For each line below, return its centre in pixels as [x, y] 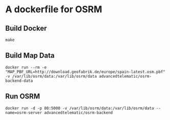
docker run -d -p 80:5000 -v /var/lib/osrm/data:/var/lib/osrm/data [80, 108]
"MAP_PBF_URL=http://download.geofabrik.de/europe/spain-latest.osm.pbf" [86, 72]
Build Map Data [30, 55]
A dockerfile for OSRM [54, 9]
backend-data [19, 81]
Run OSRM [23, 96]
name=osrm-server [24, 113]
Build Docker [26, 28]
